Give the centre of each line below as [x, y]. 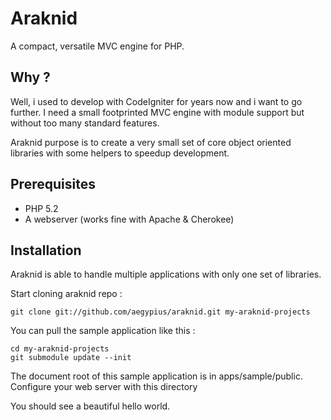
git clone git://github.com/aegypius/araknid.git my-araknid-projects [160, 312]
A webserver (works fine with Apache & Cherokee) [129, 219]
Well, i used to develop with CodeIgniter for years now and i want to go [156, 101]
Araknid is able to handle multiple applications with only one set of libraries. [166, 274]
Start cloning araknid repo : [66, 294]
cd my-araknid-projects [60, 349]
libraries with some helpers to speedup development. [120, 153]
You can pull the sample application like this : [103, 331]
